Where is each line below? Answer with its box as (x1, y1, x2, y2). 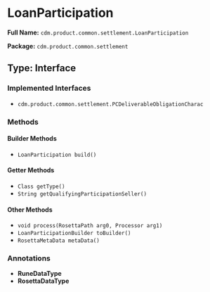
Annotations (7, 253, 51, 263)
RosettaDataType (17, 277, 70, 286)
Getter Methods (7, 166, 55, 174)
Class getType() (17, 183, 65, 190)
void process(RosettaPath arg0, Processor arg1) (17, 222, 163, 229)
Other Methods (7, 205, 53, 214)
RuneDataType (17, 269, 62, 278)
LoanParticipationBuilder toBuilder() (17, 230, 131, 237)
